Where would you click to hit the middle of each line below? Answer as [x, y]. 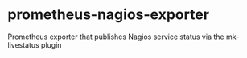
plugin [51, 44]
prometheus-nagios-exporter [109, 15]
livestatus [23, 44]
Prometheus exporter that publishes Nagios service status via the [116, 37]
